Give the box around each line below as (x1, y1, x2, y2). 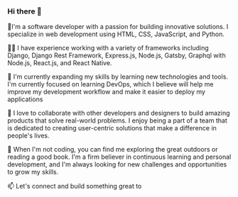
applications (7, 95, 43, 103)
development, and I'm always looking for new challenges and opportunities (7, 160, 227, 169)
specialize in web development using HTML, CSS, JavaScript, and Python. (7, 30, 225, 38)
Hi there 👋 (7, 6, 43, 16)
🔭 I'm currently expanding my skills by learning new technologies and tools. (7, 72, 229, 81)
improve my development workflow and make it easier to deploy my (7, 88, 206, 96)
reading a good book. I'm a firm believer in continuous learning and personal (7, 152, 232, 162)
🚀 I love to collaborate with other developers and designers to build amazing (7, 109, 230, 118)
